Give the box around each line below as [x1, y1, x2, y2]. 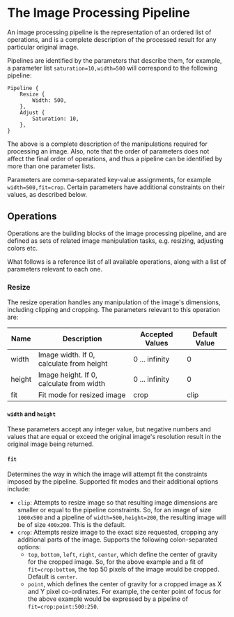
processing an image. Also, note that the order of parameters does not [7, 147, 210, 155]
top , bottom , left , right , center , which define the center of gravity [27, 550, 218, 559]
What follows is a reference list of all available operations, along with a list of [7, 257, 226, 266]
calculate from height [38, 359, 108, 369]
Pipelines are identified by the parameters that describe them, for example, [7, 56, 222, 64]
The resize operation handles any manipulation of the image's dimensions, [7, 298, 221, 306]
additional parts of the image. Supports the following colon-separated [17, 535, 218, 544]
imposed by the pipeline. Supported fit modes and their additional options [7, 477, 219, 486]
